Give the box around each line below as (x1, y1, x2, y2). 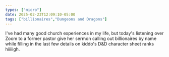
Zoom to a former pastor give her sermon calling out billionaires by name (5, 35, 157, 41)
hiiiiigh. (5, 46, 20, 52)
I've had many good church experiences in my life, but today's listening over (5, 30, 164, 36)
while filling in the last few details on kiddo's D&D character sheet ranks (5, 41, 154, 47)
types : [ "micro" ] (5, 7, 42, 12)
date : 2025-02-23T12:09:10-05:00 (5, 12, 76, 17)
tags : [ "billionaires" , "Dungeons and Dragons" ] (5, 16, 107, 21)
